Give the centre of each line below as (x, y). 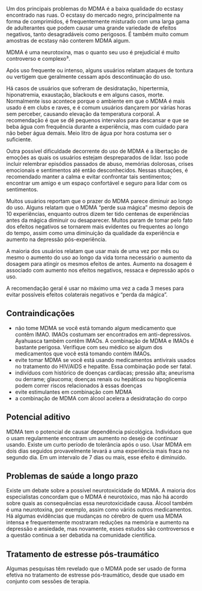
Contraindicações (41, 314)
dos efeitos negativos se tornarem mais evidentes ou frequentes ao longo (97, 227)
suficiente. (19, 139)
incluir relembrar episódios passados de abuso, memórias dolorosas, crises (100, 164)
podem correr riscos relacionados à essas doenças (78, 385)
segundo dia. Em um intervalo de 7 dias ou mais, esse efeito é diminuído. (96, 457)
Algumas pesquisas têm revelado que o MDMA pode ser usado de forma (96, 569)
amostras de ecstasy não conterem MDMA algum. (68, 41)
